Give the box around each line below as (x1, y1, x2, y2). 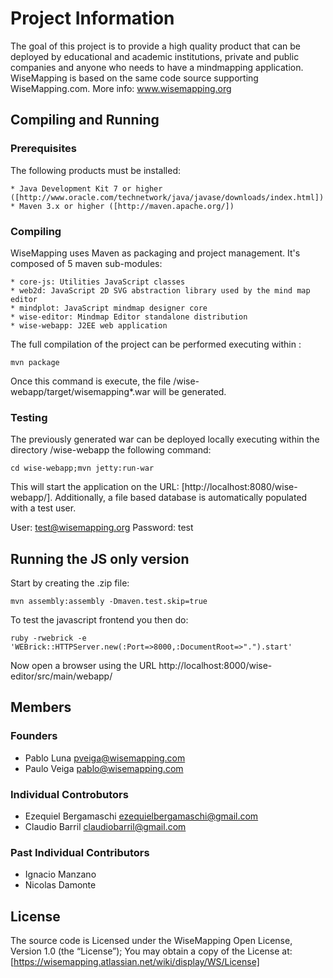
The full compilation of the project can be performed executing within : (10, 338, 302, 350)
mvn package (10, 357, 60, 367)
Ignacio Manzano (24, 868, 97, 881)
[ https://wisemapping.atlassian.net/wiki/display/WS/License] (10, 956, 260, 968)
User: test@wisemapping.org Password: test (10, 522, 194, 534)
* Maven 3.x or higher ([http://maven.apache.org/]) (10, 201, 235, 211)
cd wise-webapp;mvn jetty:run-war (10, 463, 155, 474)
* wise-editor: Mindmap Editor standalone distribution (10, 312, 248, 322)
